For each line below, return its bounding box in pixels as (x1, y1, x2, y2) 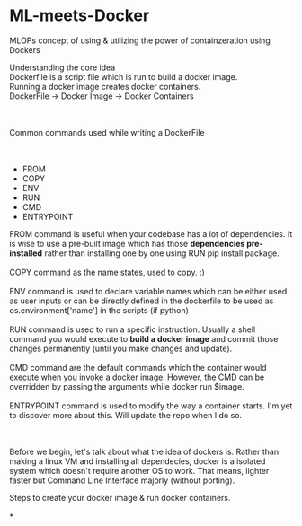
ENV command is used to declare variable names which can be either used (9, 285, 288, 296)
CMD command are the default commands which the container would (9, 362, 267, 373)
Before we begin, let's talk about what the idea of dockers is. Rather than (9, 446, 280, 457)
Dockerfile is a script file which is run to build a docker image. (9, 71, 238, 82)
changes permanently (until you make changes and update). (9, 343, 233, 354)
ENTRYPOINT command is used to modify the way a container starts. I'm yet (9, 400, 293, 411)
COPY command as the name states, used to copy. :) (9, 267, 205, 277)
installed (9, 248, 43, 259)
